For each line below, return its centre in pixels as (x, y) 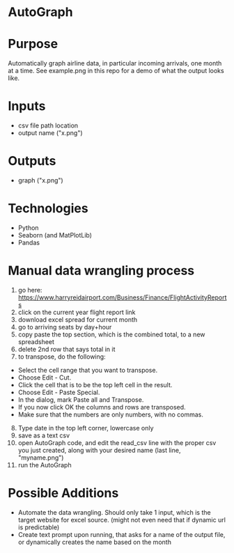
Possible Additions (63, 493)
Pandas (29, 242)
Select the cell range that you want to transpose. (88, 370)
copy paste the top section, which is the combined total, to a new (111, 334)
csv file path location (48, 125)
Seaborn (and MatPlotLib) (55, 235)
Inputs (27, 106)
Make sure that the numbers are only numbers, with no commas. (111, 414)
